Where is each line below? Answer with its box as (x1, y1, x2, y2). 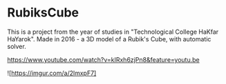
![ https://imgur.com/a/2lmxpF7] (7, 69, 97, 77)
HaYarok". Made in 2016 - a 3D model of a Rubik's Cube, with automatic (7, 34, 211, 43)
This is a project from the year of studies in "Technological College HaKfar (7, 28, 219, 36)
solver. (7, 42, 26, 50)
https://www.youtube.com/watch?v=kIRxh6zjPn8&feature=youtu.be (7, 55, 200, 63)
